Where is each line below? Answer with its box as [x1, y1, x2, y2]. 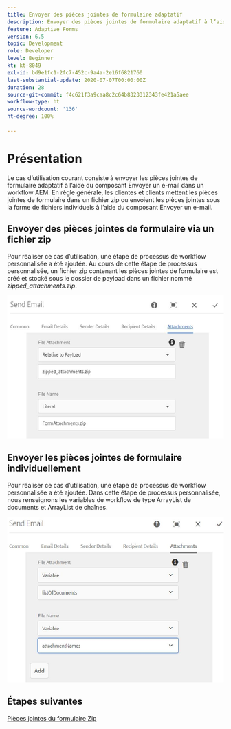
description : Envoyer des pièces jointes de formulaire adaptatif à [7, 18, 208, 26]
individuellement [7, 463, 81, 475]
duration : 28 [7, 83, 45, 91]
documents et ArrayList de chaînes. [7, 503, 108, 511]
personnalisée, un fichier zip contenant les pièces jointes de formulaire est [7, 266, 219, 275]
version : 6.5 [7, 33, 45, 40]
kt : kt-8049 [7, 62, 41, 69]
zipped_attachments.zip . [7, 281, 78, 290]
